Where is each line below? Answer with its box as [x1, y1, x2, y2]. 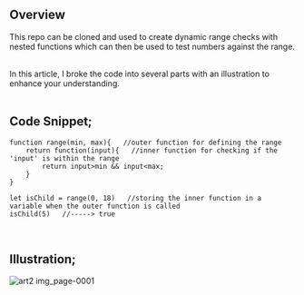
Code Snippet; [9, 113, 93, 130]
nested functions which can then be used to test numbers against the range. [9, 41, 295, 52]
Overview [9, 7, 66, 23]
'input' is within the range [9, 153, 120, 162]
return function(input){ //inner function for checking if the [25, 145, 279, 155]
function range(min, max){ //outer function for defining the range [9, 138, 282, 147]
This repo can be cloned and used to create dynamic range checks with [9, 31, 279, 42]
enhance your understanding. [9, 77, 120, 89]
